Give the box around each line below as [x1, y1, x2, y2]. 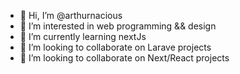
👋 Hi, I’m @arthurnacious [19, 10, 123, 21]
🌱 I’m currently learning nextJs [19, 31, 147, 42]
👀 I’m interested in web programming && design [19, 20, 217, 32]
